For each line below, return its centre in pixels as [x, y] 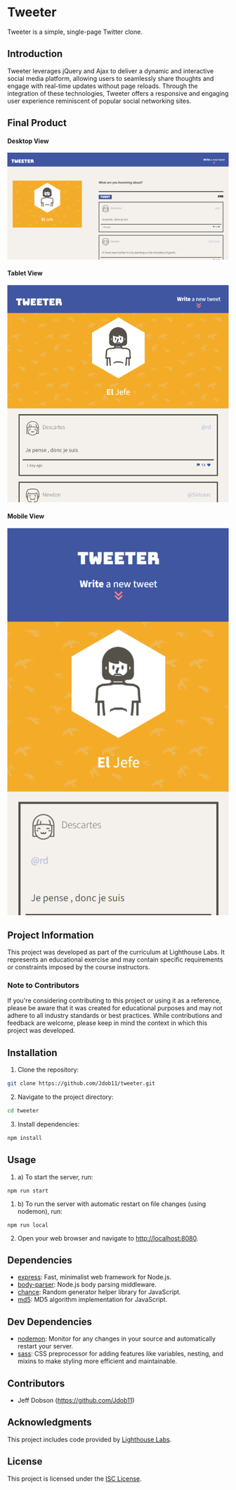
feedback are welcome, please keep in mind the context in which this [107, 1023]
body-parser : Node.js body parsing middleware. [87, 1285]
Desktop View [28, 141]
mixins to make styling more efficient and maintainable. [97, 1361]
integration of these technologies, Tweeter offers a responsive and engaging [118, 93]
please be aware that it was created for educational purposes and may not [115, 1008]
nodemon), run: [40, 1211]
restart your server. [45, 1346]
